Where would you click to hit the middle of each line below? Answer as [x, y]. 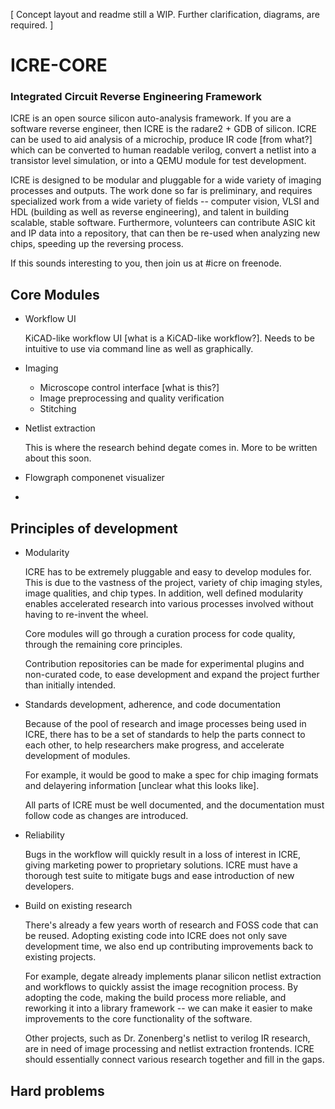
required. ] [32, 25]
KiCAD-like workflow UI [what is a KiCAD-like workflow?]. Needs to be [169, 338]
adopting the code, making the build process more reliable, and [155, 998]
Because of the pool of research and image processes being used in [165, 724]
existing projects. [60, 957]
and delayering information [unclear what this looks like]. [142, 786]
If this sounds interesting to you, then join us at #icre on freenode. [146, 263]
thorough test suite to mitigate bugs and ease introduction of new [159, 876]
